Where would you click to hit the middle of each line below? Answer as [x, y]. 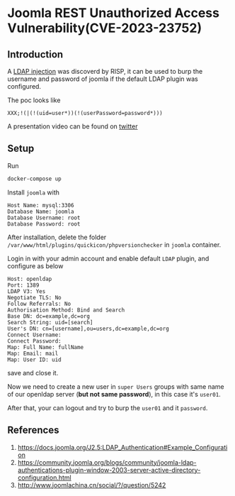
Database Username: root [44, 218]
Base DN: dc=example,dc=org [49, 316]
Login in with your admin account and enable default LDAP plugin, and [108, 258]
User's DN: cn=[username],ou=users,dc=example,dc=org [88, 329]
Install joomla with [34, 192]
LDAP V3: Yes [27, 291]
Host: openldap [30, 279]
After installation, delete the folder [57, 237]
